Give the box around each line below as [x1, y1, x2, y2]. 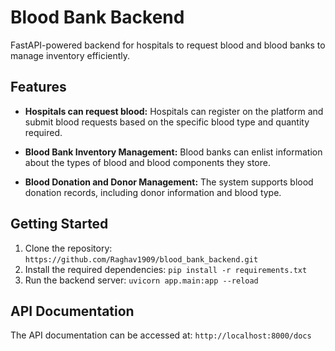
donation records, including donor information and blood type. [24, 186, 282, 198]
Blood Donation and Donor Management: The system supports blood [24, 176, 314, 188]
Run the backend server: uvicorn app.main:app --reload [24, 274, 259, 286]
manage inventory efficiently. [10, 49, 131, 61]
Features [10, 79, 67, 96]
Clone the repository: [24, 242, 113, 254]
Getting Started [10, 216, 109, 233]
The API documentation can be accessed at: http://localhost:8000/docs [10, 329, 312, 341]
